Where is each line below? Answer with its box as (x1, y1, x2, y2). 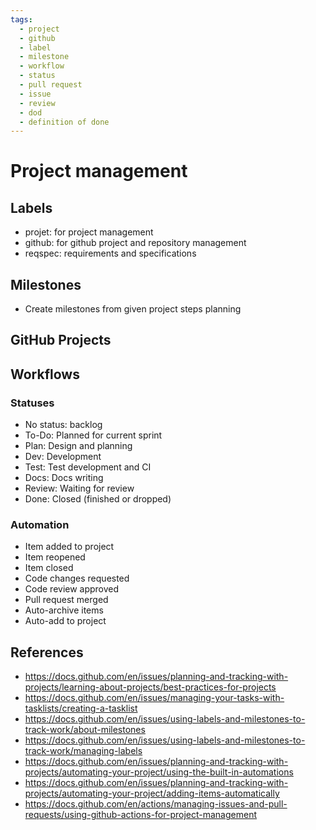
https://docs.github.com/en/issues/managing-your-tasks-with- (24, 692, 285, 704)
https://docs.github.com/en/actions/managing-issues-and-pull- (24, 798, 288, 810)
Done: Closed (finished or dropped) (24, 493, 172, 505)
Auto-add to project (24, 615, 107, 627)
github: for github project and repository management (24, 237, 247, 249)
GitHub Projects (10, 332, 112, 349)
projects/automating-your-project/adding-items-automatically (24, 787, 280, 800)
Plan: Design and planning (24, 440, 133, 452)
